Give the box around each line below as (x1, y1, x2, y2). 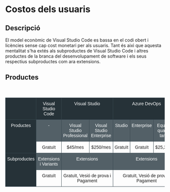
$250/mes (91, 144, 111, 150)
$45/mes (66, 144, 84, 150)
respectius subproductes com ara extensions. (5, 59, 101, 64)
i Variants (39, 161, 58, 167)
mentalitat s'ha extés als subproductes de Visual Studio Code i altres (5, 48, 148, 54)
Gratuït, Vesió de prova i (63, 173, 111, 178)
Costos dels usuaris (5, 4, 91, 15)
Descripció (5, 24, 40, 32)
